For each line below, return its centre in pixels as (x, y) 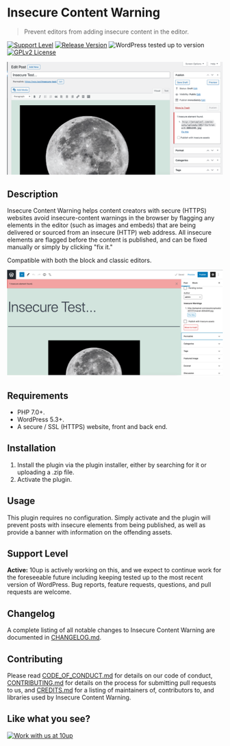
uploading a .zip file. (46, 472)
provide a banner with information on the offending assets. (90, 532)
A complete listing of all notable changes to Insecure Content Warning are (111, 630)
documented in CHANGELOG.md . (54, 638)
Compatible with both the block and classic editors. (79, 260)
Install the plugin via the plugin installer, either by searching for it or (112, 465)
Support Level (38, 553)
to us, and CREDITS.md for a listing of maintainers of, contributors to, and (111, 690)
